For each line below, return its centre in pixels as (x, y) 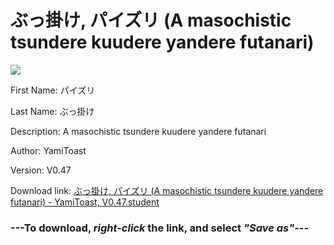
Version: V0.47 (41, 170)
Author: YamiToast (48, 150)
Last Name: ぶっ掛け (52, 111)
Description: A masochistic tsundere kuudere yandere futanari (138, 131)
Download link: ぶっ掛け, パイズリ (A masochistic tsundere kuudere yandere (167, 190)
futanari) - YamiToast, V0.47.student (85, 202)
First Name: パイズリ (53, 90)
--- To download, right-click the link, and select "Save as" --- (160, 228)
